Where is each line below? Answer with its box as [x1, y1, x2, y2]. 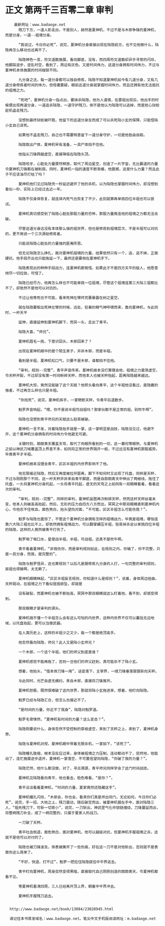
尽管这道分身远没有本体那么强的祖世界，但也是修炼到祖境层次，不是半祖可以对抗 [18, 226, 158, 231]
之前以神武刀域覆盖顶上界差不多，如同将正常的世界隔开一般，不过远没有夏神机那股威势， [5, 446, 160, 451]
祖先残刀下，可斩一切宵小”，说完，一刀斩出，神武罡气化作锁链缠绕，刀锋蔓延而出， [14, 805, 161, 810]
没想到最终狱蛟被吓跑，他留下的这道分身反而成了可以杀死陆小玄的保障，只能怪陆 [18, 118, 158, 123]
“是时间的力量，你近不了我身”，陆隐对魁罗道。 [18, 707, 100, 712]
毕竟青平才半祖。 [5, 452, 35, 457]
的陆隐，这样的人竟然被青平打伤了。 [5, 527, 68, 532]
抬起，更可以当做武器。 [23, 620, 64, 625]
